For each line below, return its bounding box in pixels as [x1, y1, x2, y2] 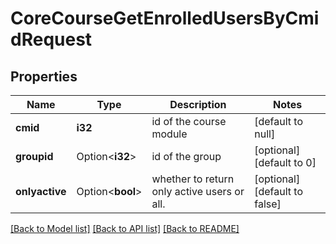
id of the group [151, 150, 222, 163]
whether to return [151, 172, 235, 186]
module [151, 127, 188, 141]
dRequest [10, 28, 93, 51]
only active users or [151, 185, 245, 198]
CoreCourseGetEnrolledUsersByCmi [10, 7, 320, 30]
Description [169, 98, 227, 111]
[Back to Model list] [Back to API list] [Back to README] [10, 223, 240, 234]
